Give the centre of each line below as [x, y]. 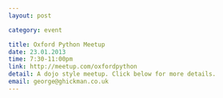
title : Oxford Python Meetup [57, 45]
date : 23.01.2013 [37, 52]
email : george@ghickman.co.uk [59, 81]
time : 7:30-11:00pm [41, 59]
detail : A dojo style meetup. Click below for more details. [112, 74]
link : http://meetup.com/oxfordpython [73, 67]
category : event [35, 30]
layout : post [30, 16]
